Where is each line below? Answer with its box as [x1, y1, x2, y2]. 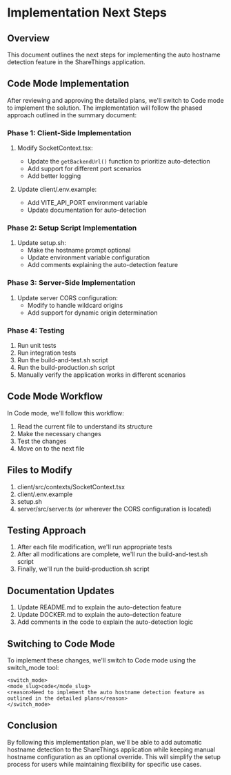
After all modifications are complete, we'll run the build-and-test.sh [17, 550, 208, 558]
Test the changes [17, 437, 67, 445]
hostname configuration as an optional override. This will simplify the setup [7, 752, 221, 761]
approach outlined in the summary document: [7, 110, 137, 119]
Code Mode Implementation [7, 78, 130, 90]
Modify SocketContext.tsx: [17, 144, 93, 153]
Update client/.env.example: [17, 185, 97, 194]
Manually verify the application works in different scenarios [17, 371, 186, 379]
